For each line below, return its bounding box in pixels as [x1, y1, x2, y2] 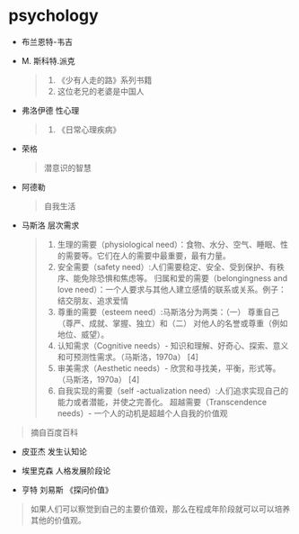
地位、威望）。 [57, 329, 110, 339]
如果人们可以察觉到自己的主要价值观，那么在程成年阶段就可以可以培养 [30, 503, 291, 514]
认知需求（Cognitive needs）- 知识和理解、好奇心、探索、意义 [57, 339, 289, 351]
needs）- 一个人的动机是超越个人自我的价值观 [57, 407, 228, 419]
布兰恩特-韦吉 [21, 36, 74, 47]
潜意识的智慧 [43, 162, 92, 173]
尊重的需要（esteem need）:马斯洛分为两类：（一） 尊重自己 [57, 306, 280, 317]
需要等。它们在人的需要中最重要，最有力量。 [65, 249, 231, 261]
